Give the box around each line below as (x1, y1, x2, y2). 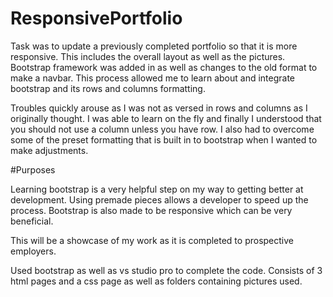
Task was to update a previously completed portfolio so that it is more (10, 40, 298, 52)
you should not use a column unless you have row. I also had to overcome (10, 123, 315, 135)
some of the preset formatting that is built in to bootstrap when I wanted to (10, 133, 318, 146)
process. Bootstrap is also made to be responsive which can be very (10, 204, 293, 216)
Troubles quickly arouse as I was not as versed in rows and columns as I (10, 102, 308, 114)
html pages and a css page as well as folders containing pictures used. (10, 275, 303, 287)
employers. (10, 245, 57, 257)
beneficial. (10, 215, 54, 227)
